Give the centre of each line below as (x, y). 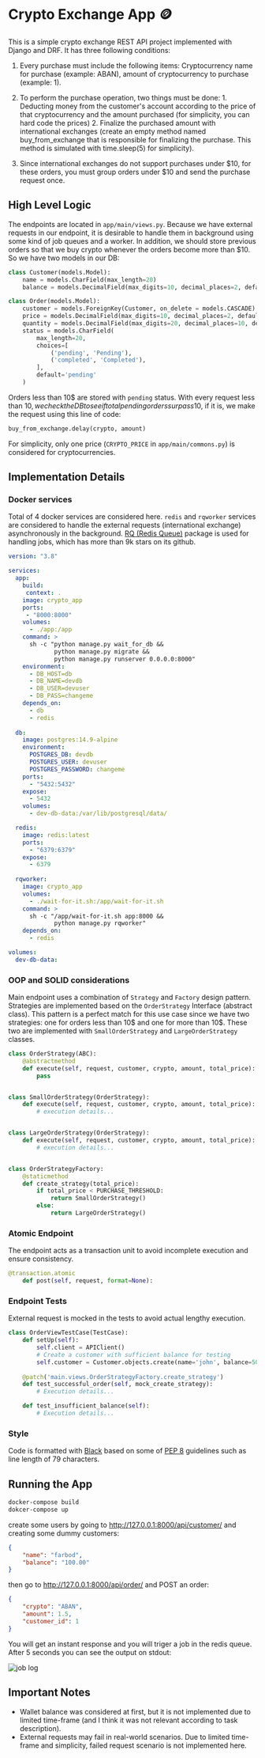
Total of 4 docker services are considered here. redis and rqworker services (132, 517)
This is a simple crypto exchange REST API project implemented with (120, 42)
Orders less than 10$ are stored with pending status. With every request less (131, 397)
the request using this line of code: (65, 414)
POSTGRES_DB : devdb (61, 755)
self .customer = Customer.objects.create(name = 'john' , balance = (144, 1362)
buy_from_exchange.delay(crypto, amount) (77, 428)
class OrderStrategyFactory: (56, 1169)
